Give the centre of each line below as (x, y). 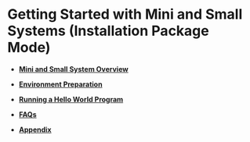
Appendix (35, 130)
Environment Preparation (60, 84)
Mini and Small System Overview (73, 69)
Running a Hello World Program (71, 99)
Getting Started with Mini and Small (125, 14)
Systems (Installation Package (108, 31)
